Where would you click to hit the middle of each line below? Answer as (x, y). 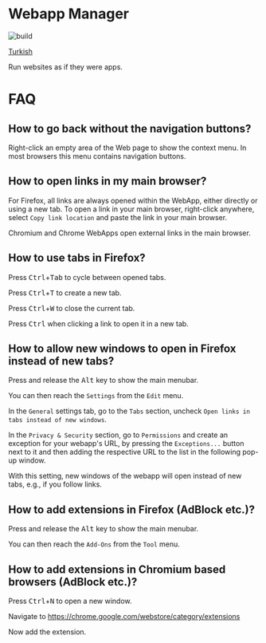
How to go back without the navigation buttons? (130, 128)
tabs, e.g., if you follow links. (55, 484)
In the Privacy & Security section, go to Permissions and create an (118, 435)
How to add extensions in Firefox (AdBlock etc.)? (132, 509)
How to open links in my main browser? (108, 181)
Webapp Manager (69, 14)
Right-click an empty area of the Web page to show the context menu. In (127, 148)
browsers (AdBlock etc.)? (73, 582)
